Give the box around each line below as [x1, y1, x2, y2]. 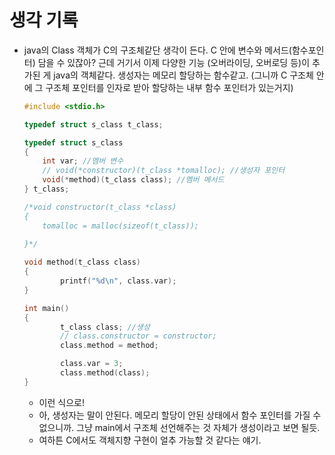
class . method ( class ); [60, 368, 151, 378]
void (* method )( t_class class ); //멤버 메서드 [42, 175, 225, 185]
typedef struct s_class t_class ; [23, 119, 164, 130]
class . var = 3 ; [60, 359, 124, 369]
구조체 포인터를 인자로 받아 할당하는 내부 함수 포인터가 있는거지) [45, 81, 294, 93]
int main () [23, 303, 70, 313]
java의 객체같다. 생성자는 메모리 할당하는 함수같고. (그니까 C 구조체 [53, 69, 314, 81]
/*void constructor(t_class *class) [23, 202, 177, 212]
